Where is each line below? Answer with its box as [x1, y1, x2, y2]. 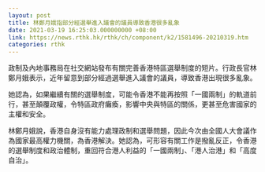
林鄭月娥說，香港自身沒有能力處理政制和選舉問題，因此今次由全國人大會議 [8, 126, 250, 136]
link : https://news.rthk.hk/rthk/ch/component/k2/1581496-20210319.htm [8, 33, 248, 42]
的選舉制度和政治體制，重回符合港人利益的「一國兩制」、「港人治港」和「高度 [8, 146, 257, 156]
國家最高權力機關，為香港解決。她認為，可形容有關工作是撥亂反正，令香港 [14, 136, 257, 145]
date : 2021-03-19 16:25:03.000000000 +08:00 [8, 26, 157, 34]
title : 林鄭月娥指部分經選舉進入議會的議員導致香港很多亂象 [8, 19, 180, 27]
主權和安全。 [8, 109, 50, 119]
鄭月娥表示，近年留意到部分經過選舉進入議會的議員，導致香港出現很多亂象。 [8, 73, 257, 82]
